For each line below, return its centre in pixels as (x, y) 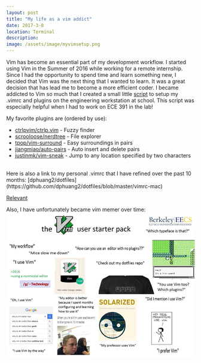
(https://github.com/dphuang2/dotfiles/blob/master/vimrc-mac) (84, 186)
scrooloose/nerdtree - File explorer (58, 136)
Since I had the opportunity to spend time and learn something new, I (91, 75)
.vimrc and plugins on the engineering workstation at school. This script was (100, 100)
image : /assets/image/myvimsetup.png (53, 44)
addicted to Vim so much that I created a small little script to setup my (92, 94)
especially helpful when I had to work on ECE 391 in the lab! (80, 107)
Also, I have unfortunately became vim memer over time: (76, 209)
